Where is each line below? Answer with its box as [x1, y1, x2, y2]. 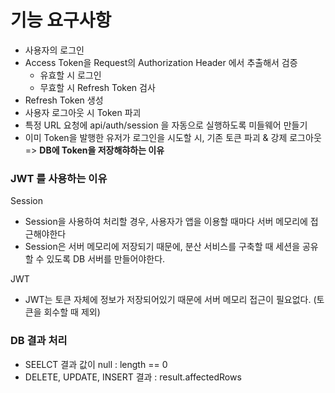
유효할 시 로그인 [39, 69, 102, 81]
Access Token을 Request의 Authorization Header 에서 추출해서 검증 [24, 56, 298, 68]
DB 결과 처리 [10, 334, 68, 348]
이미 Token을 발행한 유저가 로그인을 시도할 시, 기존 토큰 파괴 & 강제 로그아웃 [24, 131, 322, 143]
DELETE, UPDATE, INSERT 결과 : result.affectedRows [24, 371, 242, 383]
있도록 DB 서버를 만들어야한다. [46, 253, 166, 265]
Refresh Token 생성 [24, 94, 104, 106]
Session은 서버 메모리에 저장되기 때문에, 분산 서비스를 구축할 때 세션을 [24, 241, 301, 253]
